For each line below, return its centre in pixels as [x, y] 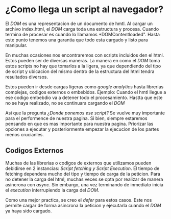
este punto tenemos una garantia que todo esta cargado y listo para [77, 40]
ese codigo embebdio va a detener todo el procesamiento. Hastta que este [84, 98]
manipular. [16, 45]
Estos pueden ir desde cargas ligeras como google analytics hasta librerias [84, 87]
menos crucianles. [25, 134]
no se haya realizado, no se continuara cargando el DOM [65, 103]
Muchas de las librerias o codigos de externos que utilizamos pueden [78, 163]
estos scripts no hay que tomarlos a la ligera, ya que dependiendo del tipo [83, 66]
